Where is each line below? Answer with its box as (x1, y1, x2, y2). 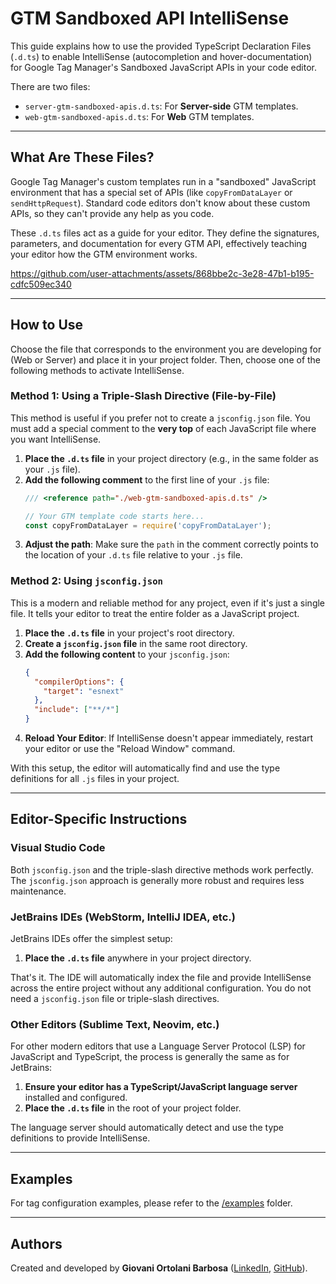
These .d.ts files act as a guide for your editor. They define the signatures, (10, 227, 320, 239)
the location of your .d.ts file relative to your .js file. (24, 549, 243, 561)
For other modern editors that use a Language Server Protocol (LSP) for (10, 1040, 306, 1052)
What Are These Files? (10, 149, 155, 166)
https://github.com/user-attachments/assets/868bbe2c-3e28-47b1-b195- (10, 267, 315, 279)
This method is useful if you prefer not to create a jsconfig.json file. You (10, 412, 311, 424)
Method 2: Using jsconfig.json (10, 574, 163, 588)
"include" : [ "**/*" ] (34, 705, 120, 715)
